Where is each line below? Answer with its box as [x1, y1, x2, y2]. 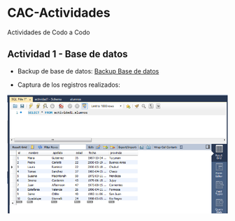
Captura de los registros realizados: [17, 80, 121, 89]
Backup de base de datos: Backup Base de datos [17, 66, 159, 75]
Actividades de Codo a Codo [7, 28, 90, 36]
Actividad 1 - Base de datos [7, 48, 128, 60]
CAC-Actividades [7, 5, 111, 21]
